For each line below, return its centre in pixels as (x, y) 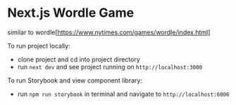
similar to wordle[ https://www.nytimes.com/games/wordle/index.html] (109, 32)
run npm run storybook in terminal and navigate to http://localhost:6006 (123, 94)
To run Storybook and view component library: (75, 80)
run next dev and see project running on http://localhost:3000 (110, 66)
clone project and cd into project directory (79, 59)
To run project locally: (39, 45)
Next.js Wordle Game (71, 13)
